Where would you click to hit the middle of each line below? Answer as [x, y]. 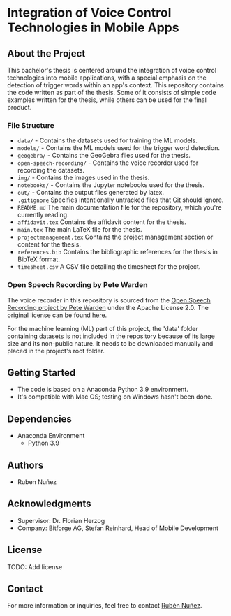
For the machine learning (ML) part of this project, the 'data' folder [103, 328]
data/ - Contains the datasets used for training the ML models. [107, 140]
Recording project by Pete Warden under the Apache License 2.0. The [108, 307]
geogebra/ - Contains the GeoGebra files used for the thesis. [104, 156]
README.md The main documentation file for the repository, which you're [119, 207]
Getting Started [42, 373]
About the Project [46, 53]
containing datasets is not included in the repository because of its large [111, 336]
